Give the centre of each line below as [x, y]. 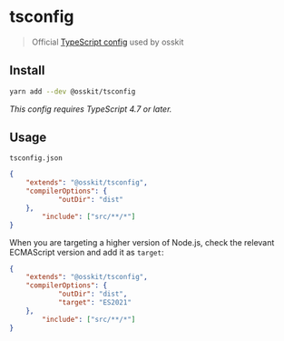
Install [27, 70]
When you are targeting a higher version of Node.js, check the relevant [142, 242]
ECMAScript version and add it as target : [87, 252]
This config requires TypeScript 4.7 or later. [91, 109]
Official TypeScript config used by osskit [108, 42]
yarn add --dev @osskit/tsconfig [73, 91]
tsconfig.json [36, 158]
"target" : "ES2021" [94, 303]
